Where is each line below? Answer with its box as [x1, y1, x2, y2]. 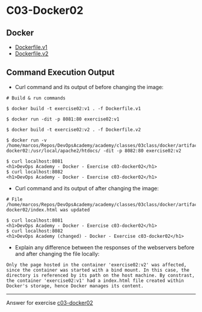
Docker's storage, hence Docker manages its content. [6, 282, 144, 289]
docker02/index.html [6, 207, 58, 213]
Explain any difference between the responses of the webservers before [14, 243, 194, 251]
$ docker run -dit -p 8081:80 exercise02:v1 [6, 116, 120, 122]
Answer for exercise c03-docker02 [6, 299, 93, 306]
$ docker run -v [6, 137, 47, 143]
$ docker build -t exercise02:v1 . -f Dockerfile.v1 [6, 105, 141, 111]
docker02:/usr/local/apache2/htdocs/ [6, 148, 101, 154]
